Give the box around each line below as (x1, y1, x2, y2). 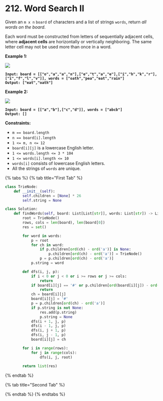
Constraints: (5, 120, 31, 126)
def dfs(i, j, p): (22, 269, 60, 274)
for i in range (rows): (22, 346, 68, 351)
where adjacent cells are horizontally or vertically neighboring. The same (5, 38, 152, 44)
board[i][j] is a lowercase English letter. (12, 145, 95, 150)
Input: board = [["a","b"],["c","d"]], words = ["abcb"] (5, 107, 123, 112)
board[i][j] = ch (31, 337, 66, 342)
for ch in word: (31, 242, 64, 248)
